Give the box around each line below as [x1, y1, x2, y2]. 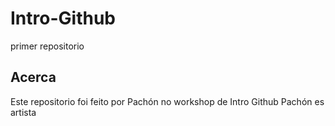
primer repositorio [10, 40, 85, 52]
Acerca [10, 69, 57, 86]
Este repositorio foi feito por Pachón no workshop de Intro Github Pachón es [10, 95, 325, 107]
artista [10, 106, 37, 118]
